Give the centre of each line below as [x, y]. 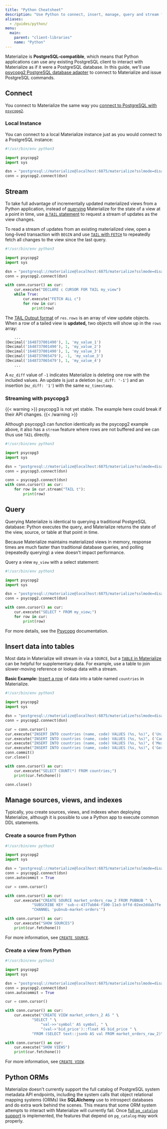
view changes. [20, 219]
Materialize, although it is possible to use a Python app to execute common [82, 817]
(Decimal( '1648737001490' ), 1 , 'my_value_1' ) [53, 342]
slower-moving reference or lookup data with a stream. [61, 669]
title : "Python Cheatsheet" [34, 10]
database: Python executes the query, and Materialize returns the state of [81, 527]
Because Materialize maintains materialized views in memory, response [78, 542]
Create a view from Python [38, 950]
